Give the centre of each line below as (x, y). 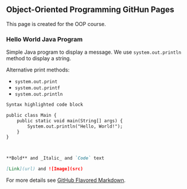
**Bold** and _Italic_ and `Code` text (55, 158)
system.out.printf (37, 88)
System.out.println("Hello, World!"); (75, 126)
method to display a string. (39, 58)
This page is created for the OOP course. (56, 24)
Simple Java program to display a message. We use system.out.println (94, 52)
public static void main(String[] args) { (70, 120)
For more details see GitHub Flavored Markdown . (66, 180)
